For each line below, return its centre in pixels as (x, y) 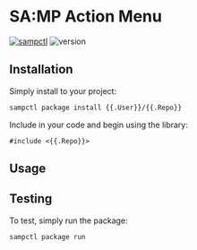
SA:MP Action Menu (86, 17)
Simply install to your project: (63, 91)
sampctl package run (48, 237)
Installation (41, 69)
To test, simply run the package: (69, 220)
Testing (31, 199)
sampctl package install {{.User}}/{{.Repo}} (95, 108)
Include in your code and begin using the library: (98, 125)
